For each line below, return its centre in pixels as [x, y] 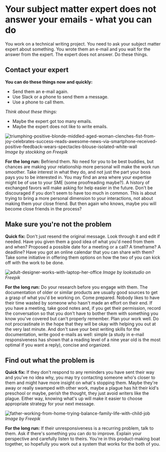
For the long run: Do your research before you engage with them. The [77, 287]
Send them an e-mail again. [40, 91]
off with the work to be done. [35, 262]
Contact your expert [37, 70]
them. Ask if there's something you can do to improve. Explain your [73, 434]
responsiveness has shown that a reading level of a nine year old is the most [83, 340]
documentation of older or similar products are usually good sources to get [82, 292]
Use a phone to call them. [38, 102]
